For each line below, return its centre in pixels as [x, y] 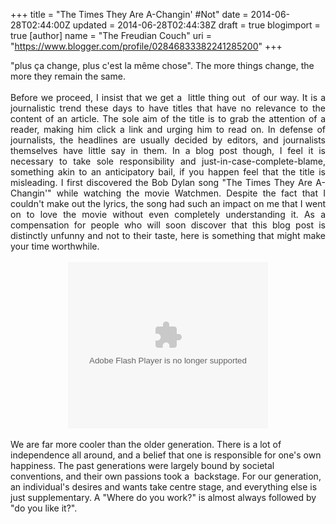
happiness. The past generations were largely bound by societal [142, 465]
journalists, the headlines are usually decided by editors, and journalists [168, 140]
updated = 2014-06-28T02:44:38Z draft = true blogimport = [196, 25]
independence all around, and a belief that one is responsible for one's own [166, 455]
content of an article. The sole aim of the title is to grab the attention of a [168, 118]
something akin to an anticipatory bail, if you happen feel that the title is [168, 172]
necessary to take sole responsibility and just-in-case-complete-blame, [168, 161]
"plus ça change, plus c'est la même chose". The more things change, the [162, 65]
